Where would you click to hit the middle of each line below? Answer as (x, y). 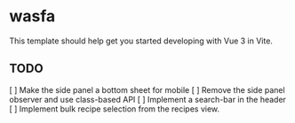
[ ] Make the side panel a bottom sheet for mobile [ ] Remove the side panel (147, 89)
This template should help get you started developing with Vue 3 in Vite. (141, 41)
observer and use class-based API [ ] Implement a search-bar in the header (148, 99)
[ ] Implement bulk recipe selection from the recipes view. (115, 109)
